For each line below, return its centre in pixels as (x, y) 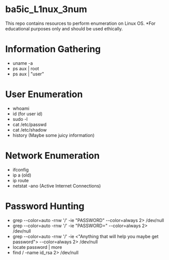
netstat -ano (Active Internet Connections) (57, 186)
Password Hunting (45, 206)
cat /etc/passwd (30, 124)
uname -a (23, 63)
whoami (21, 108)
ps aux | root (26, 68)
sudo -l (20, 119)
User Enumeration (44, 94)
